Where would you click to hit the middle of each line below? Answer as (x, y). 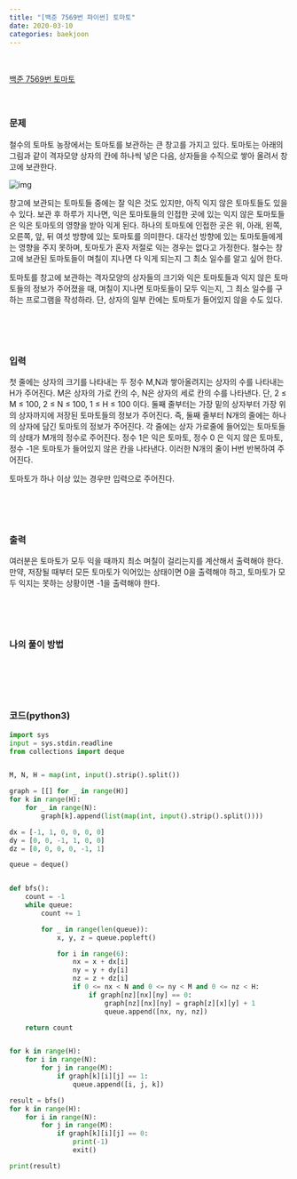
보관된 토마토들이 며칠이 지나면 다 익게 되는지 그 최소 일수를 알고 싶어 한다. (154, 258)
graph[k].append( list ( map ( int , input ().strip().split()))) (152, 816)
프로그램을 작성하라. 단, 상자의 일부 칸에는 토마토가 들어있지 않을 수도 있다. (154, 300)
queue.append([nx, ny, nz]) (156, 1011)
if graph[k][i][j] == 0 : (102, 1134)
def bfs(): (29, 889)
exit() (85, 1151)
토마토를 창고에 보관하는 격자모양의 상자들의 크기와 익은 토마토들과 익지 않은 (141, 277)
